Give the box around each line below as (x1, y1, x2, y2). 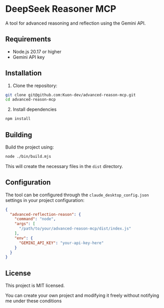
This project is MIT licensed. (5, 282, 65, 289)
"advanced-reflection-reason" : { (10, 212, 81, 217)
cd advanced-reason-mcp (5, 97, 56, 102)
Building (5, 130, 32, 139)
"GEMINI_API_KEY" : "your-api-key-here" (18, 240, 104, 245)
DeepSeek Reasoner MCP (5, 3, 116, 15)
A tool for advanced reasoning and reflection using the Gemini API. (5, 20, 146, 26)
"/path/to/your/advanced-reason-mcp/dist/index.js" (18, 226, 131, 231)
